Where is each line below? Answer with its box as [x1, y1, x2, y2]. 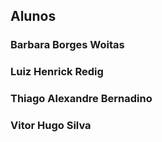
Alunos [10, 8, 57, 25]
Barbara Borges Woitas [10, 38, 125, 52]
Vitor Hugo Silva [10, 119, 92, 133]
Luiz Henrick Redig [10, 65, 104, 79]
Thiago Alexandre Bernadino [10, 92, 153, 106]
